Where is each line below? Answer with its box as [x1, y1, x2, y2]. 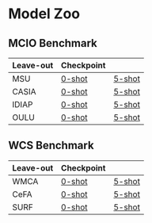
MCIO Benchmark [8, 37, 97, 50]
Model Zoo [8, 5, 81, 23]
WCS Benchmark [8, 139, 94, 152]
